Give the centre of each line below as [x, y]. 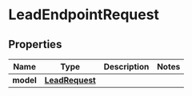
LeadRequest [70, 80]
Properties [35, 44]
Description [126, 67]
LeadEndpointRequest [84, 15]
